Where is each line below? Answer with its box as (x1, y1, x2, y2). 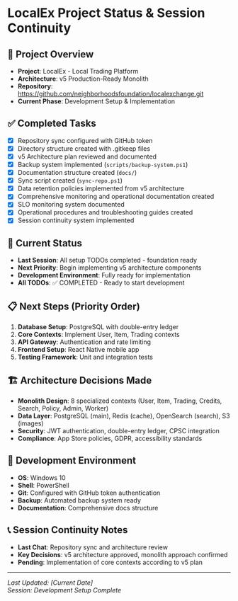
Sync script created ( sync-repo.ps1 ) (17, 176, 123, 185)
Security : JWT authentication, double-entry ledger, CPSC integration (17, 426, 220, 435)
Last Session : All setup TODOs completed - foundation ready (17, 256, 197, 265)
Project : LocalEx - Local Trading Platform (17, 67, 139, 75)
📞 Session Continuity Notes (7, 524, 128, 536)
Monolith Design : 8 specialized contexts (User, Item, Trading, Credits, (17, 396, 222, 405)
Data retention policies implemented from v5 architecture (17, 184, 185, 193)
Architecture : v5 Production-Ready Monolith (17, 74, 149, 83)
